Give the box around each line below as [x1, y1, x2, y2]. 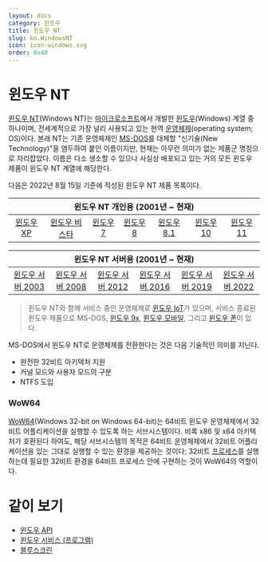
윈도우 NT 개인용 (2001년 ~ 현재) [73, 201, 195, 212]
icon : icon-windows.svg [8, 42, 88, 49]
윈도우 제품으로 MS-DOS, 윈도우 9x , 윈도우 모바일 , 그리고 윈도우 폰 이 [27, 313, 243, 323]
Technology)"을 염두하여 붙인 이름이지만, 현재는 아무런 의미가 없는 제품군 [8, 143, 238, 152]
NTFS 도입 [19, 377, 54, 386]
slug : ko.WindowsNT [8, 34, 73, 42]
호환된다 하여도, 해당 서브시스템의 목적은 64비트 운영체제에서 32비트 [22, 437, 237, 446]
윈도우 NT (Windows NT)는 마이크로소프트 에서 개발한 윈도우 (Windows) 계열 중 [8, 113, 254, 123]
